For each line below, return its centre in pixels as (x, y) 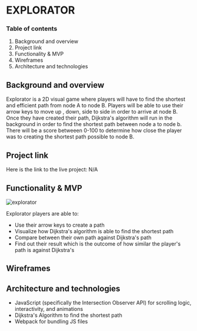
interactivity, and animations (49, 309)
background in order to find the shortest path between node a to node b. (94, 124)
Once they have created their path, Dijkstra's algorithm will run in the (89, 118)
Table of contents (32, 29)
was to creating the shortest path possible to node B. (70, 137)
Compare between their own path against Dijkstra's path (83, 237)
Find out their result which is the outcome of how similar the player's (98, 244)
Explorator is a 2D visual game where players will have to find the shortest (96, 99)
